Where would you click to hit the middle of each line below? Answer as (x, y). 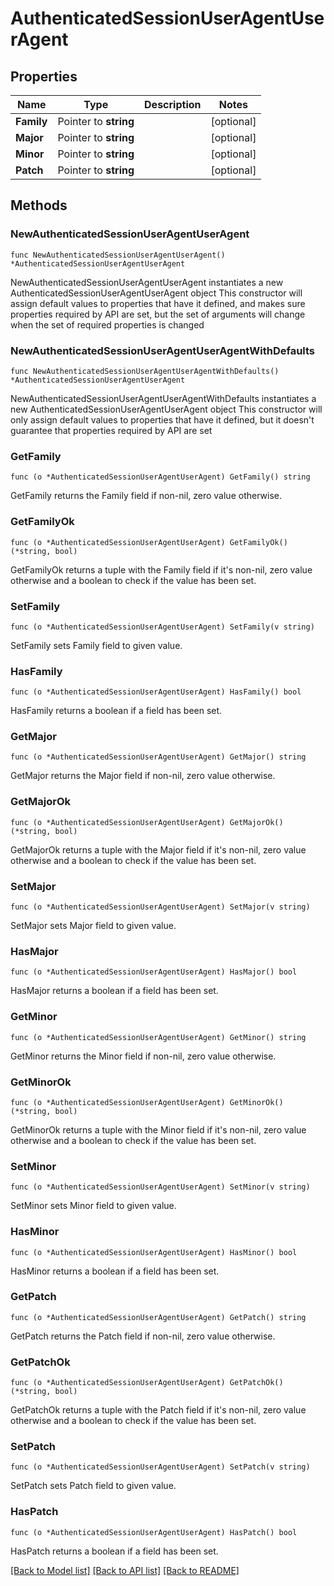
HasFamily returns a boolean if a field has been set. (116, 711)
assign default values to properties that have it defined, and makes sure (158, 303)
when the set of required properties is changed (107, 324)
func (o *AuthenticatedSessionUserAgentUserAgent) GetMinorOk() (147, 1102)
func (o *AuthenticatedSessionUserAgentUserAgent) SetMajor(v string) (160, 907)
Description (173, 104)
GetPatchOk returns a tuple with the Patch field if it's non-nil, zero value (158, 1410)
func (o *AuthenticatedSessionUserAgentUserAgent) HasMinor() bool (154, 1252)
